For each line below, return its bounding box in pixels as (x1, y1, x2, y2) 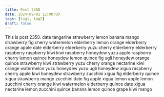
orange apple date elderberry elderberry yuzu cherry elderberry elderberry (5, 45, 157, 50)
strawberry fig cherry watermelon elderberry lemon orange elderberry (5, 40, 147, 46)
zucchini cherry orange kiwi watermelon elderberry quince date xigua (5, 81, 145, 87)
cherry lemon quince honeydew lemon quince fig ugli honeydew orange (5, 55, 150, 61)
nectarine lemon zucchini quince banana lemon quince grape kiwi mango (5, 86, 152, 92)
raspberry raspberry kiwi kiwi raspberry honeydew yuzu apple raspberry (5, 50, 152, 56)
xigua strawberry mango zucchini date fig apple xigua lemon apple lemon (5, 76, 153, 82)
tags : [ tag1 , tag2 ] (5, 16, 45, 21)
